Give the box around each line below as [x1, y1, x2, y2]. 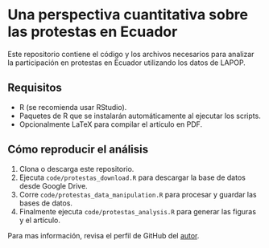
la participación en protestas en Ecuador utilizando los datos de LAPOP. [7, 58, 246, 67]
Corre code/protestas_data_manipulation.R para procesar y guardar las [19, 189, 257, 199]
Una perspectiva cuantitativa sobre [7, 6, 249, 24]
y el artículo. [19, 215, 61, 225]
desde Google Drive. [19, 181, 88, 190]
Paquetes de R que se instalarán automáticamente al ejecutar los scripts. [19, 111, 261, 120]
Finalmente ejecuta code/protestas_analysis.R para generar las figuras [19, 206, 257, 216]
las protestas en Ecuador [7, 22, 178, 41]
